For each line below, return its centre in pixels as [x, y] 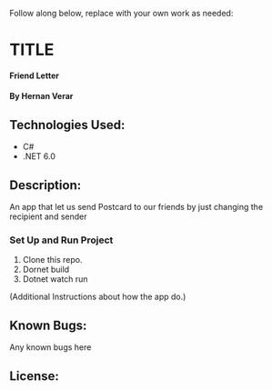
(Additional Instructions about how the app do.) [98, 297]
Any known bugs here [50, 347]
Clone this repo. [52, 260]
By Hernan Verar [41, 96]
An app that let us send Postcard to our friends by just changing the [136, 207]
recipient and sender [48, 216]
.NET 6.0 [39, 156]
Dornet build [46, 270]
